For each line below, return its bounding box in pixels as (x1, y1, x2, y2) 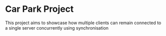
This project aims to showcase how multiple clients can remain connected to (5, 20, 162, 26)
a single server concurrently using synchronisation (5, 25, 109, 31)
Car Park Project (5, 3, 74, 15)
